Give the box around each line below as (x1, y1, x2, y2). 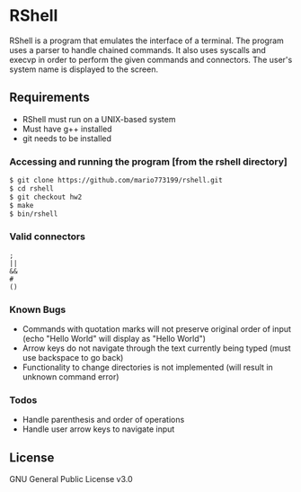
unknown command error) (22, 371, 120, 382)
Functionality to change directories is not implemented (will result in (22, 362, 274, 373)
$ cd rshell (9, 183, 54, 193)
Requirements (9, 90, 90, 105)
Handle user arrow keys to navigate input (22, 424, 175, 434)
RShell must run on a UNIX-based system (22, 113, 176, 124)
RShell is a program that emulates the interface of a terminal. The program (9, 35, 285, 46)
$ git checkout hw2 (9, 192, 83, 201)
